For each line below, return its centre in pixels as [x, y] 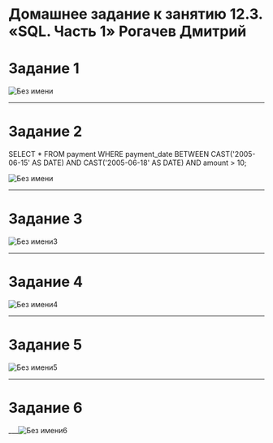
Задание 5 [45, 345]
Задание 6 [45, 408]
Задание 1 [44, 69]
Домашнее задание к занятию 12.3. [136, 14]
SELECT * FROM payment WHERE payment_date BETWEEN [109, 154]
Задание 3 [45, 219]
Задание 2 [45, 132]
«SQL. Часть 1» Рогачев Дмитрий [128, 31]
